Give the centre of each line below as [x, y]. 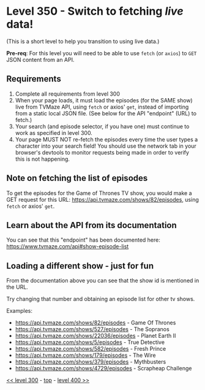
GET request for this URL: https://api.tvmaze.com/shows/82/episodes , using [102, 199]
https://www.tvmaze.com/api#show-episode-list [68, 247]
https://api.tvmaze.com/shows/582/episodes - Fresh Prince [91, 349]
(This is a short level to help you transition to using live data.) [83, 41]
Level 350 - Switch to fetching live [95, 11]
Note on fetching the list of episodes [77, 178]
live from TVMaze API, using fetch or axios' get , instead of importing [102, 107]
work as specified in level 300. [54, 132]
